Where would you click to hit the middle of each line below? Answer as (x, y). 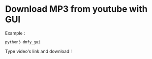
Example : (15, 33)
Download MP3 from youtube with (76, 9)
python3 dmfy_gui (23, 42)
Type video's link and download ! (39, 51)
